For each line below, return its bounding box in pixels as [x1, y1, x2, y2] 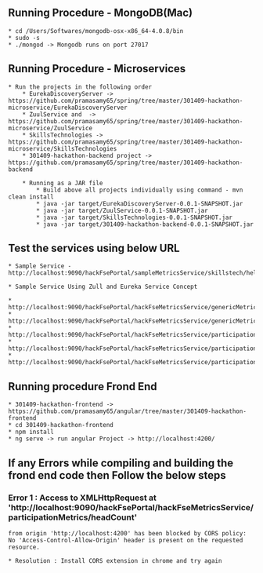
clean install [8, 192, 55, 201]
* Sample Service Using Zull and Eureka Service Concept [8, 283, 198, 291]
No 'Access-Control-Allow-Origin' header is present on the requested [8, 536, 243, 544]
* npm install [8, 428, 55, 436]
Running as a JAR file [28, 179, 103, 187]
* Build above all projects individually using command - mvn [36, 186, 243, 194]
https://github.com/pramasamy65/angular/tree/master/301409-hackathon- [8, 407, 247, 415]
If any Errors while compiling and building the [8, 456, 233, 469]
